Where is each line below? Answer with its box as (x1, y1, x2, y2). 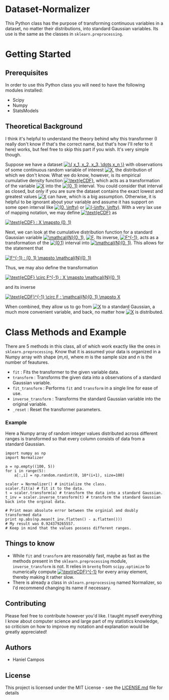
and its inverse (5, 284, 36, 290)
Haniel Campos (12, 657, 44, 663)
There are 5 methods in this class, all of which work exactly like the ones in (5, 343, 160, 349)
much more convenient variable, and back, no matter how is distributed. (5, 308, 163, 315)
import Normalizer (5, 455, 44, 460)
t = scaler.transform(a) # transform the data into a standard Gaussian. (5, 490, 163, 495)
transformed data (5, 512, 42, 517)
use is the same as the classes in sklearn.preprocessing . (5, 31, 123, 37)
